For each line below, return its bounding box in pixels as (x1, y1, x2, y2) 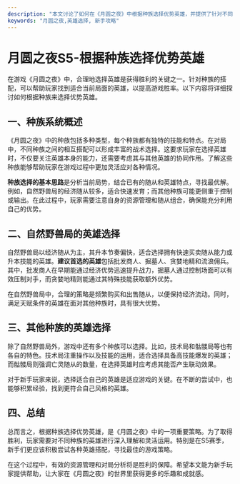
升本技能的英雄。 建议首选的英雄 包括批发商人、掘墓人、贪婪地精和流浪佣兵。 (7, 257, 233, 266)
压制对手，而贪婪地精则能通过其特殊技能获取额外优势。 (13, 275, 176, 283)
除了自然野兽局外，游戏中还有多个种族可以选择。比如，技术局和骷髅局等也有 (7, 342, 233, 351)
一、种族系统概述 (7, 116, 83, 128)
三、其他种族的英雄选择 (7, 322, 111, 334)
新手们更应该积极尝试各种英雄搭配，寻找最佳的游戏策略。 (7, 445, 176, 453)
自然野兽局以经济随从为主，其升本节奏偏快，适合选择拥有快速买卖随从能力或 (7, 248, 233, 257)
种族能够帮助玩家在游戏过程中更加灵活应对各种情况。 (7, 163, 164, 171)
